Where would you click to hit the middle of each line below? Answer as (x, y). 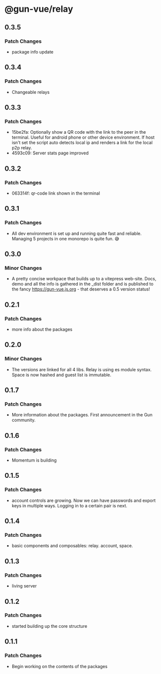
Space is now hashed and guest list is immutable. (61, 375)
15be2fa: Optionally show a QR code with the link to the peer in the (79, 132)
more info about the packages (42, 329)
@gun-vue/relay (39, 9)
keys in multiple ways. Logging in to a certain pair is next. (69, 505)
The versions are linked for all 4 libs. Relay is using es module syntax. (82, 369)
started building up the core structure (49, 626)
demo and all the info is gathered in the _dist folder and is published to (82, 284)
